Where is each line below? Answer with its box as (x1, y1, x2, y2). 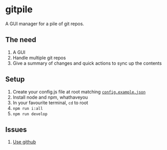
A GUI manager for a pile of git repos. (5, 21, 85, 27)
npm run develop (12, 111, 48, 117)
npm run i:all (12, 106, 43, 111)
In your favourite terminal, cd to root (12, 99, 89, 106)
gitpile (5, 4, 33, 15)
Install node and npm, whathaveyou (12, 94, 88, 100)
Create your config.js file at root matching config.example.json (12, 88, 146, 95)
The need (5, 35, 36, 44)
